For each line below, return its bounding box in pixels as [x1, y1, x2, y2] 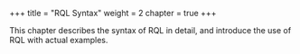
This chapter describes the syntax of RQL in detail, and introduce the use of [9, 25, 292, 35]
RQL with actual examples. [9, 35, 108, 45]
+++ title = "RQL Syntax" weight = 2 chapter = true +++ [9, 8, 217, 18]
